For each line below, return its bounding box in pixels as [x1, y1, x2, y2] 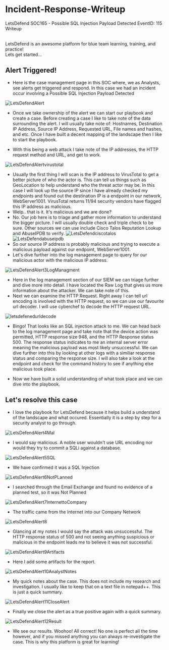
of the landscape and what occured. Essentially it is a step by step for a [12, 414, 161, 420]
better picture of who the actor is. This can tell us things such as [12, 177, 146, 183]
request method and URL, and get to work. [12, 151, 101, 157]
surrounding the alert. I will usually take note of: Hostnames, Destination [12, 120, 162, 127]
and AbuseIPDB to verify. [12, 230, 65, 236]
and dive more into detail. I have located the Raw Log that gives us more [12, 282, 163, 288]
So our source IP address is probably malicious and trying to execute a [12, 241, 160, 247]
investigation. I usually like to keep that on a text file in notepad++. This [12, 583, 160, 589]
